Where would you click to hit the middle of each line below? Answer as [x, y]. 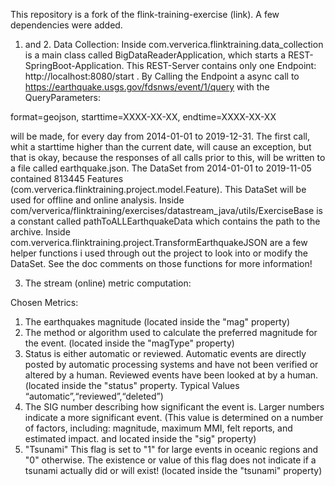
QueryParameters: [63, 97]
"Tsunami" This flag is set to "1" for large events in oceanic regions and [171, 449]
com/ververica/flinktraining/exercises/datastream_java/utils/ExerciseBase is [166, 210]
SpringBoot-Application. [74, 65]
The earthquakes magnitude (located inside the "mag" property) [157, 322]
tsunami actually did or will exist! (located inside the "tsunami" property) [173, 470]
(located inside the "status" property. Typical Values [132, 385]
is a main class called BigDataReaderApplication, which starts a [155, 55]
